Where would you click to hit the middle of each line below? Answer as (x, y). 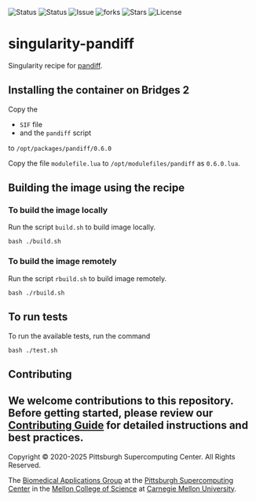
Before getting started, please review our (111, 413)
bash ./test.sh (33, 350)
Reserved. (25, 465)
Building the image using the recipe (97, 188)
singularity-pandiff (71, 44)
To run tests (38, 317)
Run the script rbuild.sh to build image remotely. (88, 278)
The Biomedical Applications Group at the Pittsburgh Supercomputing (121, 480)
